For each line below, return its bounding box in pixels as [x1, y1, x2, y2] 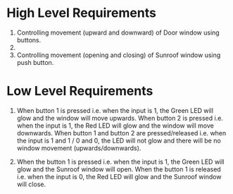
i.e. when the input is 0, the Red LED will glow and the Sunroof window [16, 172, 222, 181]
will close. [16, 180, 46, 188]
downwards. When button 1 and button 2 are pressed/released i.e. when [16, 128, 227, 137]
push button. [16, 58, 54, 66]
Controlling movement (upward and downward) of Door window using [16, 28, 220, 37]
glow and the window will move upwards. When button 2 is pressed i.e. [16, 114, 223, 122]
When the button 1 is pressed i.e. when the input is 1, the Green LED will [16, 157, 225, 166]
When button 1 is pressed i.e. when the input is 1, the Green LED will [16, 106, 214, 114]
